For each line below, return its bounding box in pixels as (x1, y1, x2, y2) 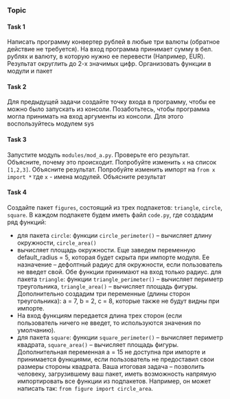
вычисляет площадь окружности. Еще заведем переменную (16, 245, 196, 254)
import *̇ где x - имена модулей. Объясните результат (7, 172, 166, 180)
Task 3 (7, 135, 27, 143)
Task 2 (7, 82, 27, 90)
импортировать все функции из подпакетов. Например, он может (16, 376, 211, 385)
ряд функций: (7, 218, 47, 226)
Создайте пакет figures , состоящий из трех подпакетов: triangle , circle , (7, 203, 223, 211)
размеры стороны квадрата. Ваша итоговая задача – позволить (16, 362, 205, 370)
